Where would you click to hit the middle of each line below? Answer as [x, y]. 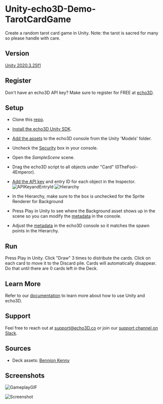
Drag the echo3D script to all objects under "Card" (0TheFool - [75, 167]
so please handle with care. [33, 38]
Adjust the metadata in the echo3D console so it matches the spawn [81, 225]
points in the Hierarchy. [36, 231]
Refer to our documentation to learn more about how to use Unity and [75, 295]
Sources [18, 348]
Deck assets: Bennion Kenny [41, 360]
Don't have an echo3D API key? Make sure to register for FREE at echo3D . [79, 92]
